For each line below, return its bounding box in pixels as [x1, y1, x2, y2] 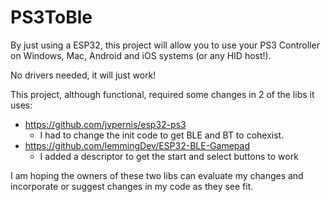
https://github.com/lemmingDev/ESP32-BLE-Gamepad [24, 139, 250, 151]
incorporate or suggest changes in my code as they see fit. [10, 180, 254, 192]
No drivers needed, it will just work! [10, 69, 157, 81]
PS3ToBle [10, 6, 93, 29]
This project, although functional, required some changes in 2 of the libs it [10, 88, 315, 100]
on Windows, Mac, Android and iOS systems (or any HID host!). [10, 49, 272, 61]
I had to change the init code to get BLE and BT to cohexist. [39, 129, 285, 141]
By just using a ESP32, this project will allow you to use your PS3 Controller [10, 39, 320, 51]
